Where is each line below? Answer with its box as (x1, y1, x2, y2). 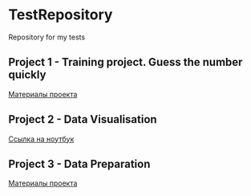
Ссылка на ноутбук (8, 134, 75, 144)
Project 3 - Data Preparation (8, 157, 151, 170)
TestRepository (8, 6, 113, 24)
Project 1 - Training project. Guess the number (8, 55, 243, 69)
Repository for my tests (8, 32, 86, 42)
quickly (8, 68, 47, 82)
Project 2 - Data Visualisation (8, 112, 158, 126)
